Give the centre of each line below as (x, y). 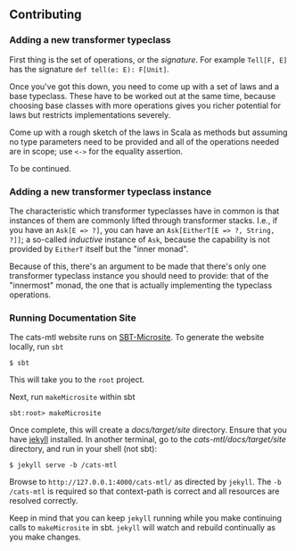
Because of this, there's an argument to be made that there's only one (138, 266)
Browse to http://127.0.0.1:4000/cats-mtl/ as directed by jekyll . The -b (146, 482)
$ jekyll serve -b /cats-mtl (63, 465)
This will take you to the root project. (77, 380)
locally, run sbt (37, 346)
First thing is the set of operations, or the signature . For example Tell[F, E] (148, 59)
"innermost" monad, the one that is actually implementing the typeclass (141, 285)
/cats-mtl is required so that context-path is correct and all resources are (144, 491)
